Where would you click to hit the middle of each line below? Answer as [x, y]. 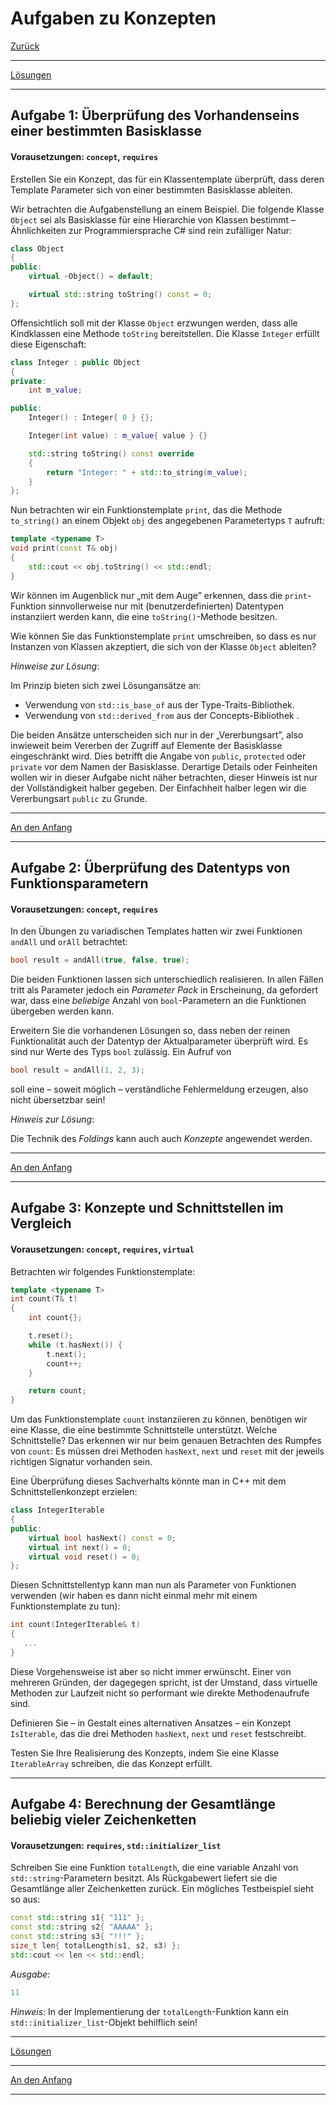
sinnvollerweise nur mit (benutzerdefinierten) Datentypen [166, 606]
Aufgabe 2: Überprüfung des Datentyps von [150, 868]
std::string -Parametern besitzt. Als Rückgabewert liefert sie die [144, 1878]
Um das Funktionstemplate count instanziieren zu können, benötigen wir [159, 1419]
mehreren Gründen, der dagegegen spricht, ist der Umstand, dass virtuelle [164, 1682]
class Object [37, 248]
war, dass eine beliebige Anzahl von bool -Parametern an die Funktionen [158, 1001]
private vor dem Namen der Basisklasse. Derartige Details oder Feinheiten [164, 766]
